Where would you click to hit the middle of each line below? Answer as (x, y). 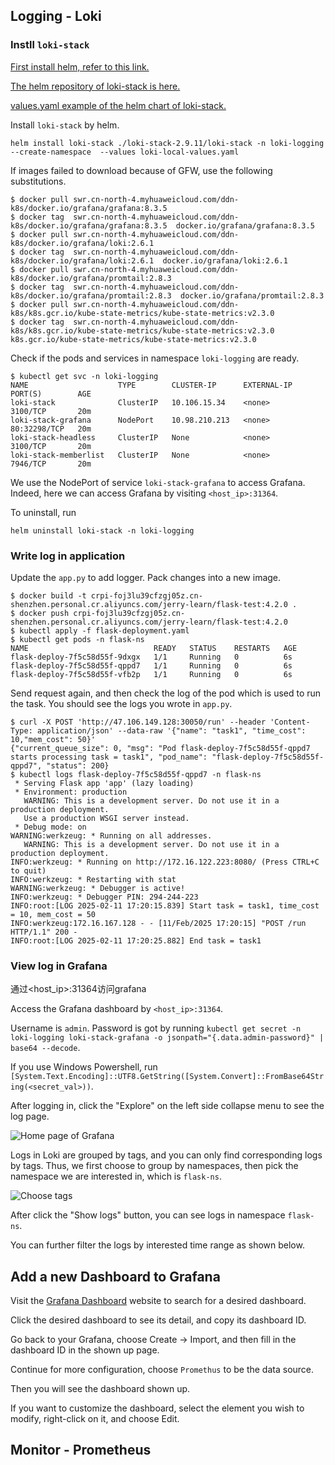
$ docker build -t (48, 595)
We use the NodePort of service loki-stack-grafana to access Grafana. (158, 482)
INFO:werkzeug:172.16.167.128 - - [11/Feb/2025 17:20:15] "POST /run (158, 923)
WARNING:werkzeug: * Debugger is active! (98, 888)
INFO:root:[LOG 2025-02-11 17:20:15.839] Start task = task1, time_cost (165, 905)
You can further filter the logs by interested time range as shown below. (157, 1245)
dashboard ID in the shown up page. (85, 1350)
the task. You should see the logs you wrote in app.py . (121, 703)
